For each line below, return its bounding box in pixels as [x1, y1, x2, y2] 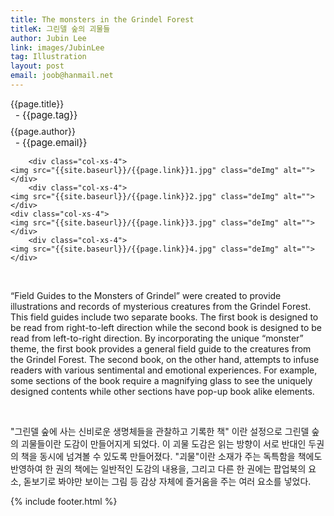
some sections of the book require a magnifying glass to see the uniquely [10, 374, 313, 386]
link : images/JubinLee [10, 42, 105, 53]
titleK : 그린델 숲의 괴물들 [10, 24, 111, 34]
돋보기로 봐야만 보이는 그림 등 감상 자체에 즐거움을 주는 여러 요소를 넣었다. [23, 475, 312, 487]
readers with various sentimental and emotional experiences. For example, [10, 364, 318, 376]
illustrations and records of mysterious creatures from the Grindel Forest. [10, 300, 312, 312]
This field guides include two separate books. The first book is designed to [10, 311, 319, 323]
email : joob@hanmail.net [10, 71, 114, 81]
